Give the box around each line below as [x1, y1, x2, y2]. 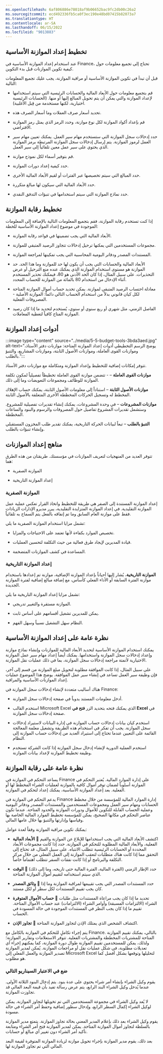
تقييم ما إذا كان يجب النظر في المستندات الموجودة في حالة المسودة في [12, 906, 142, 911]
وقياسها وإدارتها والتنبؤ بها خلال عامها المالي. [5, 817, 84, 823]
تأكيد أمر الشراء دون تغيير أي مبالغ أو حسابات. [5, 1028, 88, 1034]
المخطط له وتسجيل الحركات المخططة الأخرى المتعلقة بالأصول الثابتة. [5, 392, 131, 398]
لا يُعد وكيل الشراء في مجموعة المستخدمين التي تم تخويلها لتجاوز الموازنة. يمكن [5, 998, 148, 1004]
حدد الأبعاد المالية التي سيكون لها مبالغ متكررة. [12, 181, 96, 187]
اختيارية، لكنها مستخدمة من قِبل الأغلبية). [12, 100, 85, 106]
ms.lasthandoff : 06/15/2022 [5, 25, 63, 30]
